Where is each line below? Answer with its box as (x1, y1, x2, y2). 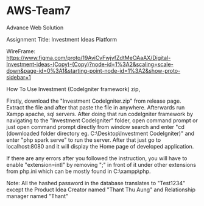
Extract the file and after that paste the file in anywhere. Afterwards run (6, 103, 185, 111)
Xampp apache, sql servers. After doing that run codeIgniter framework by (6, 110, 194, 117)
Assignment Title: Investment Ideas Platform (6, 35, 118, 43)
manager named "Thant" (6, 192, 69, 199)
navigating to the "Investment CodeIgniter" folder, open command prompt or (6, 117, 198, 124)
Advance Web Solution (6, 24, 64, 31)
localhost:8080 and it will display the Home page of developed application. (6, 142, 194, 150)
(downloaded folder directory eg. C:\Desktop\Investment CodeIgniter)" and (6, 130, 195, 137)
